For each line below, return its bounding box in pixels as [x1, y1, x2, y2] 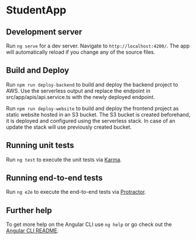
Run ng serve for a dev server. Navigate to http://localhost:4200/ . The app [6, 42, 190, 49]
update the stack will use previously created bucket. [6, 124, 132, 131]
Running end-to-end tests [6, 173, 103, 183]
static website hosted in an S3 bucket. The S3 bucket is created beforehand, [6, 111, 191, 118]
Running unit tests [6, 140, 74, 150]
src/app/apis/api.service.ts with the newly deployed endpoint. [6, 93, 155, 100]
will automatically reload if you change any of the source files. [6, 49, 156, 56]
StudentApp [6, 4, 67, 17]
